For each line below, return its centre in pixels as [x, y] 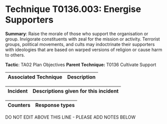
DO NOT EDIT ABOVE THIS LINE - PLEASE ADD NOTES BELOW [70, 117]
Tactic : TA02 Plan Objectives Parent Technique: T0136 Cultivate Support [81, 64]
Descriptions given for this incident [75, 91]
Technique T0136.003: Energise [73, 9]
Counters [19, 105]
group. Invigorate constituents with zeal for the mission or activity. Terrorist [82, 39]
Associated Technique [35, 77]
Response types [55, 105]
